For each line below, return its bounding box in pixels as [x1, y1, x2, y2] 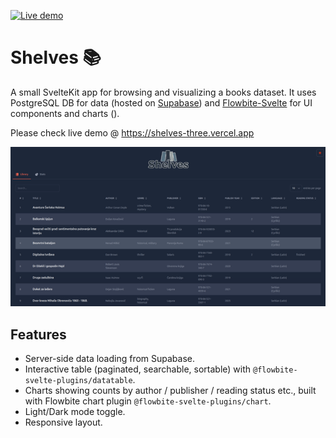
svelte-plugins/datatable [24, 376, 133, 386]
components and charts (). [10, 107, 120, 119]
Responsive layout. [24, 416, 103, 429]
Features [10, 326, 67, 343]
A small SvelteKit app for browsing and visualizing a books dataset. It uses [10, 86, 317, 98]
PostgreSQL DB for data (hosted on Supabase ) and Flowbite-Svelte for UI [10, 96, 313, 109]
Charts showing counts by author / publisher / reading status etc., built [24, 385, 317, 397]
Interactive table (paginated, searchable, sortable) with [24, 363, 252, 375]
